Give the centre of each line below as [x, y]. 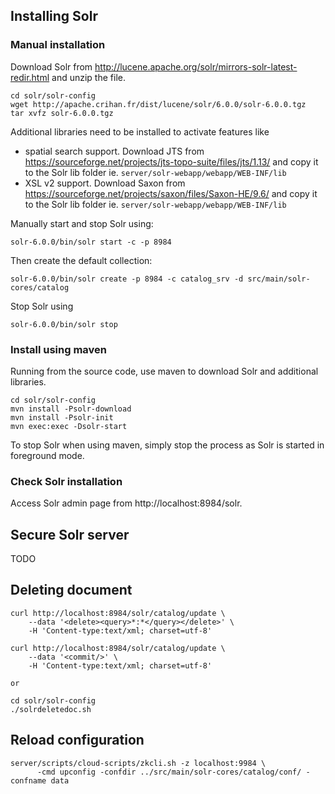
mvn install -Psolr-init [62, 417]
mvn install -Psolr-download [71, 409]
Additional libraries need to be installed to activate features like [140, 131]
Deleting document [71, 590]
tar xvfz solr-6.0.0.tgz [62, 113]
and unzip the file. [88, 77]
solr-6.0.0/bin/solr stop [64, 324]
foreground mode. [47, 455]
